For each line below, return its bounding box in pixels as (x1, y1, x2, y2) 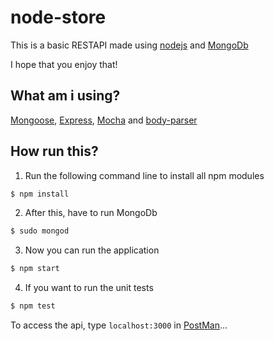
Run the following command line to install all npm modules (24, 169, 265, 181)
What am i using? (10, 87, 121, 105)
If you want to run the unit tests (24, 282, 154, 294)
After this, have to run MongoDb (24, 207, 158, 219)
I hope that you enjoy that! (10, 58, 118, 70)
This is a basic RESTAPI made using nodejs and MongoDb (10, 39, 249, 51)
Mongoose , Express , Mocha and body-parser (10, 114, 198, 126)
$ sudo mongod (10, 226, 70, 236)
